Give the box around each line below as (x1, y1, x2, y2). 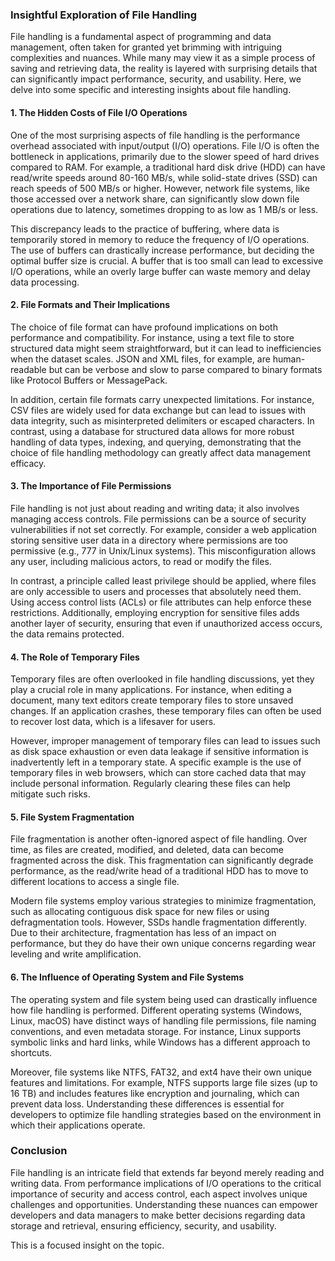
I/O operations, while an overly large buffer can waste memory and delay (10, 265, 311, 277)
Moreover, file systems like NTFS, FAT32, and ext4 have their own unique (10, 1066, 312, 1078)
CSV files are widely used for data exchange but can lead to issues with (10, 404, 307, 416)
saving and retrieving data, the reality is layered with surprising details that (10, 63, 318, 75)
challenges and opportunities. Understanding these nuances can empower (10, 1198, 318, 1210)
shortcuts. (10, 1046, 53, 1058)
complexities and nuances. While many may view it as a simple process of (10, 52, 316, 64)
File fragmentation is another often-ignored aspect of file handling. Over (10, 833, 308, 845)
